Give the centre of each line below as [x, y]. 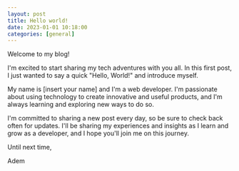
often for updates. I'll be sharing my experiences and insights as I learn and [118, 126]
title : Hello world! [38, 21]
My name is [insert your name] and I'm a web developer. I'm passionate [112, 89]
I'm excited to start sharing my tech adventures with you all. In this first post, [119, 68]
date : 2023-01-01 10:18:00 [47, 27]
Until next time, [30, 147]
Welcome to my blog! [39, 54]
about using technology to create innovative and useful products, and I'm [115, 97]
